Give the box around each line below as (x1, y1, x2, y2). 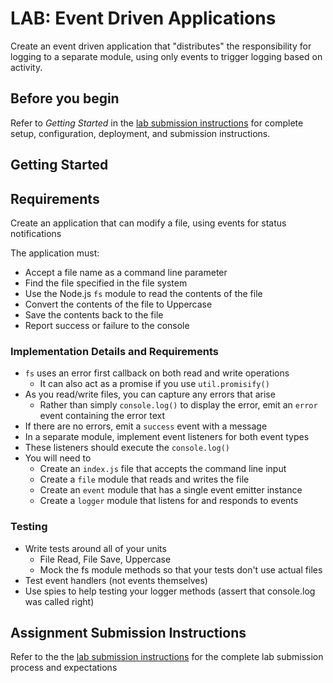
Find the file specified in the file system (24, 277, 188, 289)
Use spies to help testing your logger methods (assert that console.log (24, 585, 316, 597)
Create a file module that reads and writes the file (39, 473, 250, 486)
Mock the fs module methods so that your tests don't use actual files (39, 563, 323, 576)
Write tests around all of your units (24, 542, 167, 554)
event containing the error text (39, 410, 166, 422)
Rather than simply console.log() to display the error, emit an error (39, 399, 318, 411)
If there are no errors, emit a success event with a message (24, 420, 268, 432)
